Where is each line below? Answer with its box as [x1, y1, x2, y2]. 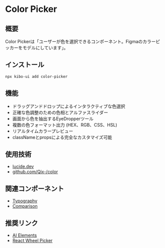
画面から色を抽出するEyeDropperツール [12, 116, 94, 122]
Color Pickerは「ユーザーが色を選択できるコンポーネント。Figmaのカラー [5, 39, 156, 44]
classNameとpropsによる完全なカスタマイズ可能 [12, 134, 112, 140]
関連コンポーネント [5, 185, 64, 193]
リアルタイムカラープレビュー [12, 128, 74, 134]
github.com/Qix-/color [12, 169, 58, 175]
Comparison [12, 203, 38, 209]
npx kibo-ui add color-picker [5, 74, 68, 79]
